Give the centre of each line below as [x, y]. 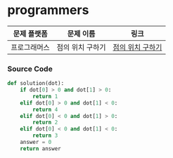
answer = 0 [36, 143]
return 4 [45, 110]
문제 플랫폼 [30, 34]
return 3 [45, 136]
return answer [40, 149]
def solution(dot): [36, 84]
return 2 [45, 123]
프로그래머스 [31, 47]
